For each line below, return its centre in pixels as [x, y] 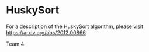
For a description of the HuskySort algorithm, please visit [75, 26]
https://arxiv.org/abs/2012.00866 [46, 32]
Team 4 [15, 44]
